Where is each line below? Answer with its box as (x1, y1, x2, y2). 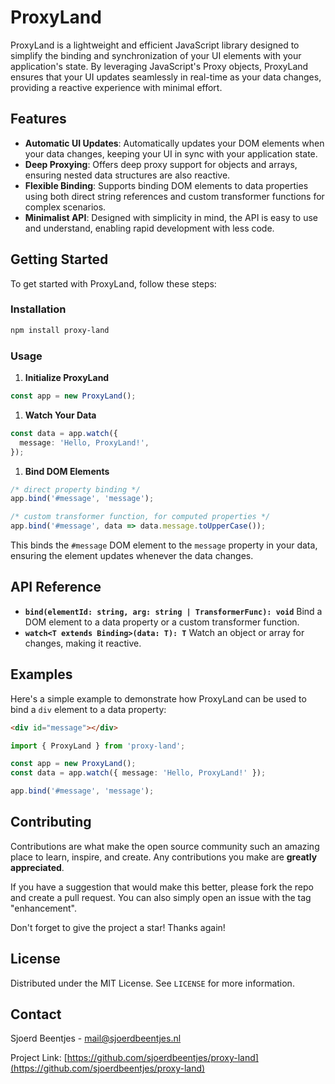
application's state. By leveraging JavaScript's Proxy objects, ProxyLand (10, 60, 309, 72)
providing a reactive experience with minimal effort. (10, 81, 223, 93)
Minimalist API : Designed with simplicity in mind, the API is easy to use (24, 211, 319, 223)
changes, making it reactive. (24, 637, 142, 649)
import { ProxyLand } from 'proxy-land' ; (10, 741, 186, 751)
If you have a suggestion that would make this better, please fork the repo (10, 881, 314, 893)
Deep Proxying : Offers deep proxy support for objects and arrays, (24, 158, 298, 170)
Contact (10, 1006, 62, 1023)
